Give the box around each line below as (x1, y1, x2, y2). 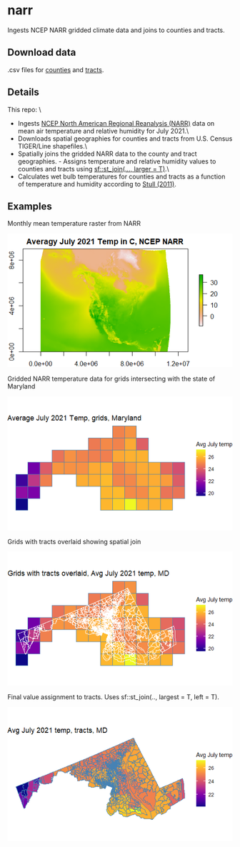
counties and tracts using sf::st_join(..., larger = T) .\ (17, 164, 169, 173)
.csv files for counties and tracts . (7, 65, 104, 74)
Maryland (7, 382, 36, 391)
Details (7, 86, 39, 99)
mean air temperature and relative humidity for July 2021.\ (17, 126, 189, 135)
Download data (7, 46, 76, 59)
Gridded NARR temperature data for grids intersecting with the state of (7, 374, 216, 384)
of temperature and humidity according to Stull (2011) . (17, 179, 176, 188)
